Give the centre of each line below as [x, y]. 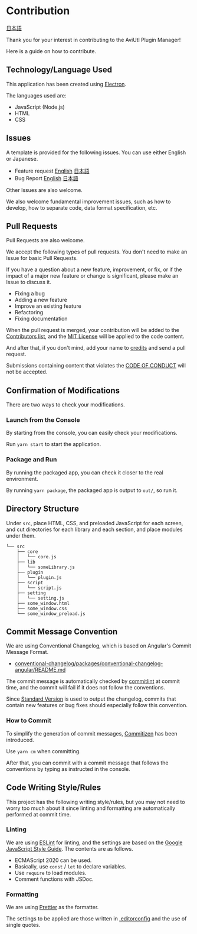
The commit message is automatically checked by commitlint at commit [93, 681]
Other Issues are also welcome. [44, 190]
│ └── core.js [37, 557]
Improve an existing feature [48, 306]
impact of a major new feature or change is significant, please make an [92, 276]
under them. [21, 535]
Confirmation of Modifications [63, 390]
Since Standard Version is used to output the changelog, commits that [91, 699]
